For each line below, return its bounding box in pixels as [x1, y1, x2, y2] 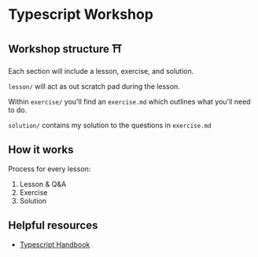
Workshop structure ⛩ [8, 42, 122, 56]
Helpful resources [8, 218, 98, 233]
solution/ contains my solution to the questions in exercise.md [8, 120, 212, 130]
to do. [8, 105, 28, 115]
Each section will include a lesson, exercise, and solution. [8, 67, 194, 75]
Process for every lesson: [8, 163, 91, 174]
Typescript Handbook [19, 240, 90, 249]
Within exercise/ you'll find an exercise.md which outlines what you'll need [8, 97, 251, 106]
